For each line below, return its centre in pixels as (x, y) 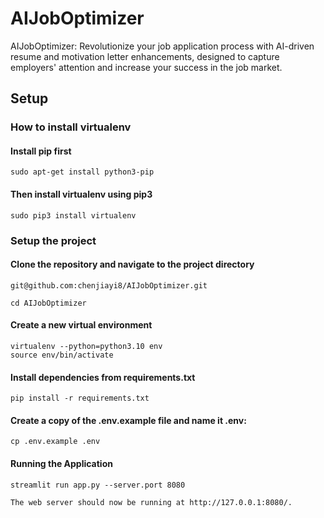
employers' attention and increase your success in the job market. (146, 67)
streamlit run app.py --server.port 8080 (98, 485)
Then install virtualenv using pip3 (81, 194)
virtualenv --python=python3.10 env (86, 346)
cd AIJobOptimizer (48, 303)
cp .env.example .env (55, 442)
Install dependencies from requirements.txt (103, 377)
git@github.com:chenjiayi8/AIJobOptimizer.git (109, 285)
